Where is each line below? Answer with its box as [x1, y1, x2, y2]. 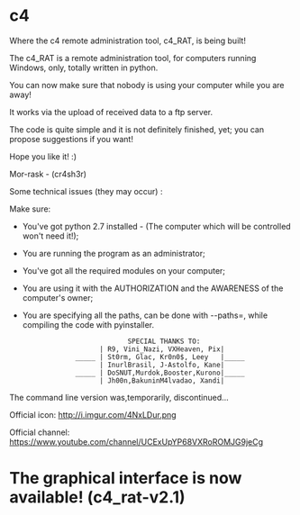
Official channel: [9, 427, 70, 438]
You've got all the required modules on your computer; [22, 265, 226, 276]
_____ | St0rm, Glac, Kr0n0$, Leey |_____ [75, 352, 245, 361]
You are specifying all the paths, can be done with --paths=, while [22, 310, 268, 321]
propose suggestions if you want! [9, 133, 133, 144]
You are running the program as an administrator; [22, 248, 205, 258]
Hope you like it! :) [9, 150, 77, 162]
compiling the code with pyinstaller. [22, 319, 155, 330]
